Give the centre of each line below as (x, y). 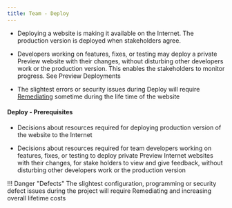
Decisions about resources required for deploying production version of (119, 127)
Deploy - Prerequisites (40, 112)
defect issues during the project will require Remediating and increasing (109, 191)
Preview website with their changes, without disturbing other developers (120, 61)
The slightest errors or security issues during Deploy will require (108, 89)
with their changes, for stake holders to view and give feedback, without (120, 163)
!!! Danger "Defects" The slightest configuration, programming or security (112, 183)
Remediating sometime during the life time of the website (98, 96)
